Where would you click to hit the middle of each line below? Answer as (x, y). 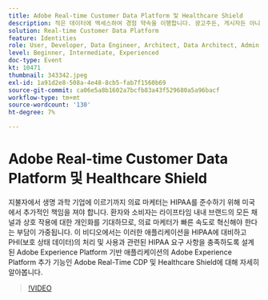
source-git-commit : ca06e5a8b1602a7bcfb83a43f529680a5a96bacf (114, 90)
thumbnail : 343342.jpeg (48, 75)
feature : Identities (43, 38)
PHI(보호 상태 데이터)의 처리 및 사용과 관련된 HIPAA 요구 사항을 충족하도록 (124, 242)
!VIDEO (40, 288)
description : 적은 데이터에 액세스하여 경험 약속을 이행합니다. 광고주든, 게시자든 (127, 23)
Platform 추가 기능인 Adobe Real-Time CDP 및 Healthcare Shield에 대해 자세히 (134, 262)
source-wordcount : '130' (50, 105)
